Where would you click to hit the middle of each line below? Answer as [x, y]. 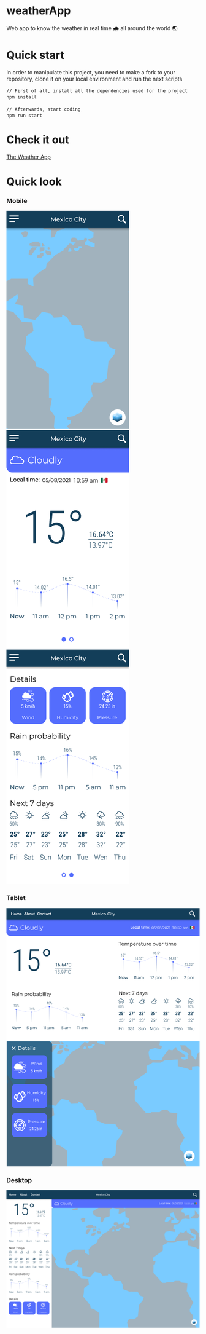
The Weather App [29, 157]
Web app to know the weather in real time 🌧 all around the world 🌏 [92, 28]
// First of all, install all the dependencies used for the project [97, 91]
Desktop [19, 1180]
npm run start [25, 115]
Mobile [17, 200]
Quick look [34, 181]
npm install [21, 97]
